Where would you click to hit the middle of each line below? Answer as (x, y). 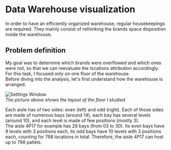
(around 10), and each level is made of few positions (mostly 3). (72, 120)
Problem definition (36, 50)
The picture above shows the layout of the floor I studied (65, 99)
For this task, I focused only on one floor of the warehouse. (68, 73)
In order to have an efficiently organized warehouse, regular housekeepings (85, 23)
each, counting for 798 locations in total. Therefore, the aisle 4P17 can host (84, 137)
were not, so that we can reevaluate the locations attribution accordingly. (82, 68)
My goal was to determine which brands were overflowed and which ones (83, 63)
